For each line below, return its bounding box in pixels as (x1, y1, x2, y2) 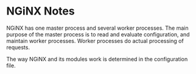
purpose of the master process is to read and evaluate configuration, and (6, 30, 190, 38)
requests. (6, 44, 30, 51)
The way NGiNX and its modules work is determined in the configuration (6, 55, 188, 62)
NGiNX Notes (6, 4, 75, 18)
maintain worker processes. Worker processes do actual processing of (6, 37, 184, 44)
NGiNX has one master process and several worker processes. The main (6, 24, 189, 32)
